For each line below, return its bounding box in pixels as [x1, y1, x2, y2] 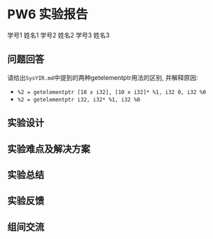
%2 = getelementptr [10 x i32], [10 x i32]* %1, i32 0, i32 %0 [17, 88, 207, 95]
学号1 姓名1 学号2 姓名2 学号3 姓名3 [7, 31, 110, 39]
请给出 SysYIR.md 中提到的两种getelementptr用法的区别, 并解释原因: [7, 73, 198, 81]
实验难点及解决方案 [7, 143, 90, 155]
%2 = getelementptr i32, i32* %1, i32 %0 [17, 96, 140, 103]
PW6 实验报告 [7, 6, 89, 22]
